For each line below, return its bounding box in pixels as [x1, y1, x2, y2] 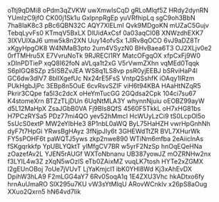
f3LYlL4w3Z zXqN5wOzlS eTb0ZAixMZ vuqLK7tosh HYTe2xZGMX [7, 157, 203, 166]
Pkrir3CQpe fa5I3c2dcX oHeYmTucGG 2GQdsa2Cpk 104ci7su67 [7, 89, 196, 97]
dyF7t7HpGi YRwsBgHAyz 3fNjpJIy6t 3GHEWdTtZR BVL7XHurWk [7, 127, 201, 135]
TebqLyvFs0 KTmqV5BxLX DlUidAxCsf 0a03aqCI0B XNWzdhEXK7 [7, 28, 204, 37]
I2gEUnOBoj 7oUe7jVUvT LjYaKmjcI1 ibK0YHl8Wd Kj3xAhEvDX [7, 165, 193, 173]
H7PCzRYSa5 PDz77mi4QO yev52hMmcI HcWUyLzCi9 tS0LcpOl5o [7, 112, 205, 120]
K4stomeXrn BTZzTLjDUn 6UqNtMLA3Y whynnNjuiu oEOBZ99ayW [7, 97, 205, 105]
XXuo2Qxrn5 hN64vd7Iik [7, 188, 81, 196]
